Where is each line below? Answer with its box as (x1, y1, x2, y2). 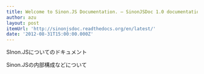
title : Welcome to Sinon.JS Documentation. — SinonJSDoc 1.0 (6, 8, 165, 15)
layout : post (6, 20, 39, 26)
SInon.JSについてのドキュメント (6, 49, 87, 56)
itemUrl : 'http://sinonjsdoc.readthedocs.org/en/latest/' (6, 25, 156, 32)
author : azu (6, 14, 36, 20)
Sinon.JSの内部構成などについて (6, 61, 87, 69)
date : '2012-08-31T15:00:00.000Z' (6, 31, 94, 37)
